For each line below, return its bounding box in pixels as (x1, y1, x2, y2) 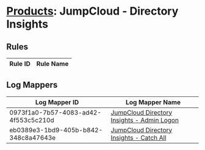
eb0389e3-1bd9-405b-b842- (9, 126, 103, 134)
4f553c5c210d (9, 116, 54, 124)
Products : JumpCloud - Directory (6, 4, 179, 18)
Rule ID (9, 60, 31, 68)
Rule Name (36, 60, 69, 68)
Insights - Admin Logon (110, 116, 179, 124)
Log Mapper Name (126, 98, 181, 106)
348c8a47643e (9, 133, 56, 141)
